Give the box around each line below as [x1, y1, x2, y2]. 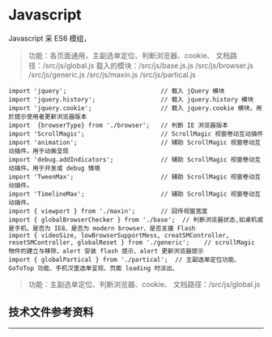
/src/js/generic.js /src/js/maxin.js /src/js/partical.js [28, 70, 196, 79]
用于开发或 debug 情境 [32, 164, 100, 172]
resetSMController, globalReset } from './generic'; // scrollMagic [8, 238, 255, 246]
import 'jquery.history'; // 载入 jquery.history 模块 [8, 95, 254, 103]
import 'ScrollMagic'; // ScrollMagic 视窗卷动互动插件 [8, 129, 264, 138]
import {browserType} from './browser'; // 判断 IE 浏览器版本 [8, 121, 229, 129]
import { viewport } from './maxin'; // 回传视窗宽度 [8, 207, 208, 215]
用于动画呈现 [32, 147, 69, 155]
